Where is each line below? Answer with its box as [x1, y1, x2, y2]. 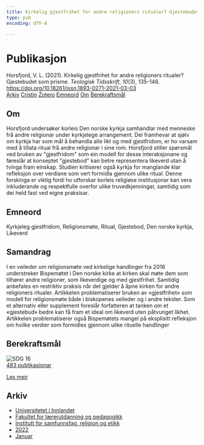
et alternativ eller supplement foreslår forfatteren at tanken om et [6, 302, 169, 309]
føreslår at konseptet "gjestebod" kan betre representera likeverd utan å [6, 157, 186, 165]
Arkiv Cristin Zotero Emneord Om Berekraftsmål [6, 91, 126, 98]
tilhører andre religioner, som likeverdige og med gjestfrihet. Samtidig [6, 276, 180, 283]
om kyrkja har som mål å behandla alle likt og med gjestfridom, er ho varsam [6, 138, 197, 145]
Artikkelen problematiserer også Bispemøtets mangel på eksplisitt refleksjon [6, 314, 197, 322]
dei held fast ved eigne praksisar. [6, 189, 89, 197]
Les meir [6, 373, 29, 380]
